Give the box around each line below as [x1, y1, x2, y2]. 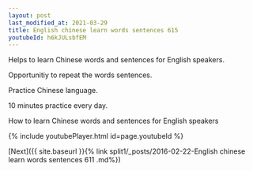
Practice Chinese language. [8, 86, 98, 95]
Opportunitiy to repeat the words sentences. [8, 70, 153, 80]
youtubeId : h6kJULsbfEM [8, 33, 87, 42]
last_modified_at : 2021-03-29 [8, 19, 108, 27]
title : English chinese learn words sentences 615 [8, 26, 179, 34]
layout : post [8, 11, 51, 20]
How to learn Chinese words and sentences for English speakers [8, 116, 219, 126]
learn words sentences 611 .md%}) [8, 155, 121, 165]
